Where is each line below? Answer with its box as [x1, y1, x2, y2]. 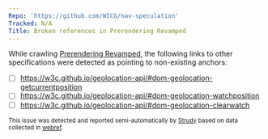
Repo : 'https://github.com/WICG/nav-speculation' [8, 11, 180, 20]
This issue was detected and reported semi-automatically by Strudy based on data [8, 116, 239, 124]
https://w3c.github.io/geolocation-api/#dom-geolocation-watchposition [19, 91, 260, 101]
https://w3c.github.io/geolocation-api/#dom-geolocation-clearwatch [19, 100, 250, 110]
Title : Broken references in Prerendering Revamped [8, 27, 186, 35]
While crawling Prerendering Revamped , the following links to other [8, 49, 233, 59]
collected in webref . [8, 123, 63, 132]
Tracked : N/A [8, 19, 53, 27]
